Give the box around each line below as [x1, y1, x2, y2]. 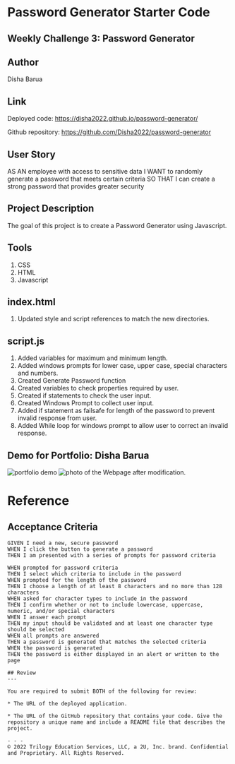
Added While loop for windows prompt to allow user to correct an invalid [17, 422, 229, 430]
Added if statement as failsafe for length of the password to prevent [17, 407, 215, 415]
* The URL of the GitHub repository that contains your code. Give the [7, 712, 222, 720]
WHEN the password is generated [7, 645, 102, 652]
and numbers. [17, 369, 59, 378]
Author [7, 56, 39, 68]
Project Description [7, 203, 95, 215]
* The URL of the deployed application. [7, 700, 128, 708]
